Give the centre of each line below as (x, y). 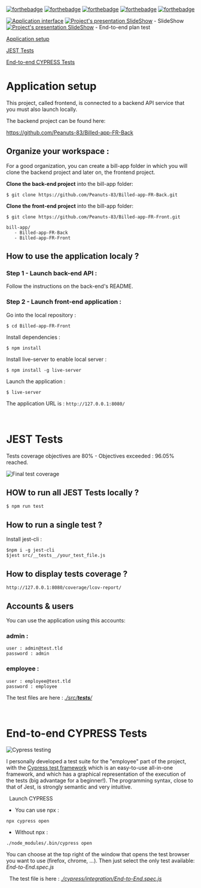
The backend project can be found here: (56, 121)
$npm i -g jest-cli (31, 550)
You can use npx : (37, 810)
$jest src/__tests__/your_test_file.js (56, 556)
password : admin (28, 654)
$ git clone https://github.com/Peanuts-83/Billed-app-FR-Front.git (93, 217)
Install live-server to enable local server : (56, 359)
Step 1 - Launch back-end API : (52, 273)
